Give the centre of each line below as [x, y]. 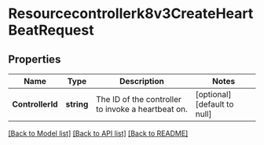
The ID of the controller [139, 99]
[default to [214, 104]
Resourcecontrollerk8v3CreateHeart [131, 14]
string [77, 104]
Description [142, 81]
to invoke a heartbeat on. [142, 109]
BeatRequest [51, 30]
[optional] [213, 94]
